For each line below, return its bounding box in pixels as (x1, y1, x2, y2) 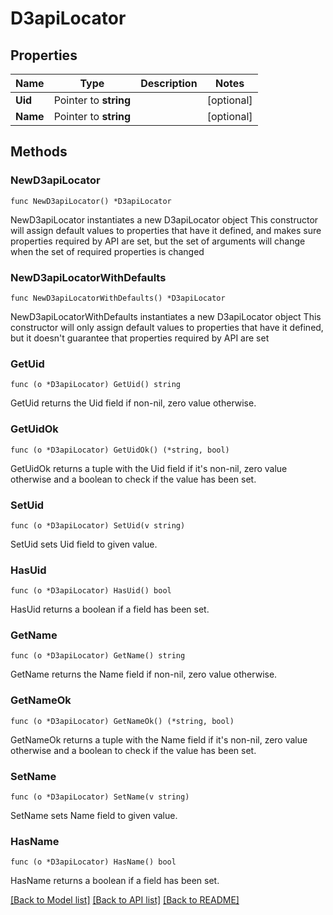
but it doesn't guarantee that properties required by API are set (10, 332, 270, 344)
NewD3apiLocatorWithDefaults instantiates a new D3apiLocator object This (10, 310, 322, 322)
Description (140, 77, 198, 90)
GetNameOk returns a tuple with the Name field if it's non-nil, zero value (10, 733, 308, 746)
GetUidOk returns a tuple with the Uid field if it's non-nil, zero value (10, 462, 288, 474)
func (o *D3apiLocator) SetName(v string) (10, 792, 190, 802)
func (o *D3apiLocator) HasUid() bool (10, 586, 172, 596)
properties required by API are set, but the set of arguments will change (10, 235, 306, 247)
